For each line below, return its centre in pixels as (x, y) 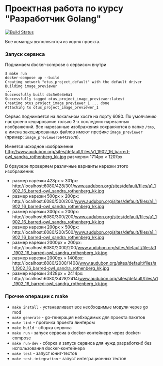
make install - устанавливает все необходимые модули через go (80, 307)
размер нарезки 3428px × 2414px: (48, 273)
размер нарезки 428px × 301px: (45, 181)
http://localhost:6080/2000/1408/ (46, 263)
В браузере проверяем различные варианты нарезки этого (67, 166)
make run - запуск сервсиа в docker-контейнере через (68, 333)
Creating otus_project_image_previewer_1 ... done (57, 103)
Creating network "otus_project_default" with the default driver (73, 82)
